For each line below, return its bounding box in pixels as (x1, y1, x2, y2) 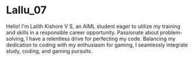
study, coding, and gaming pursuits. (6, 47, 92, 54)
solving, (6, 35, 25, 42)
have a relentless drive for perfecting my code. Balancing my (29, 35, 176, 42)
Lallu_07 (6, 3, 47, 17)
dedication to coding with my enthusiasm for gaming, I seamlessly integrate (6, 41, 188, 48)
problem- (160, 29, 183, 36)
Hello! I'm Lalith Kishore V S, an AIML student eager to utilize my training (6, 23, 181, 30)
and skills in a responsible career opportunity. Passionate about (6, 29, 159, 36)
